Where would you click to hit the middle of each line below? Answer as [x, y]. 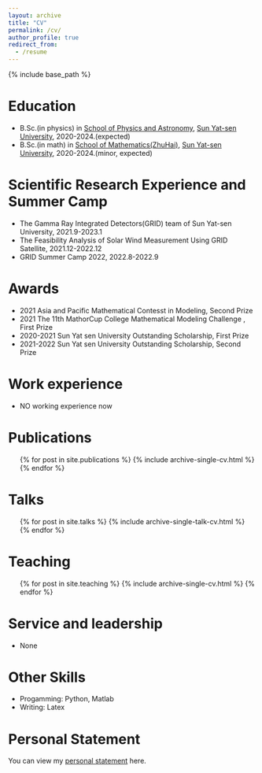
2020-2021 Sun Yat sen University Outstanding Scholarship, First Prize [134, 335]
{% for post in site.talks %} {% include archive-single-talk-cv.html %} [132, 521]
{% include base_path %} [50, 74]
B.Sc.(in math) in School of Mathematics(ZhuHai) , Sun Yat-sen [120, 144]
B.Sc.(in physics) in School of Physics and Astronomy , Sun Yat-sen [128, 128]
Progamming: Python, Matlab [66, 699]
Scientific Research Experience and [127, 185]
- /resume [31, 52]
